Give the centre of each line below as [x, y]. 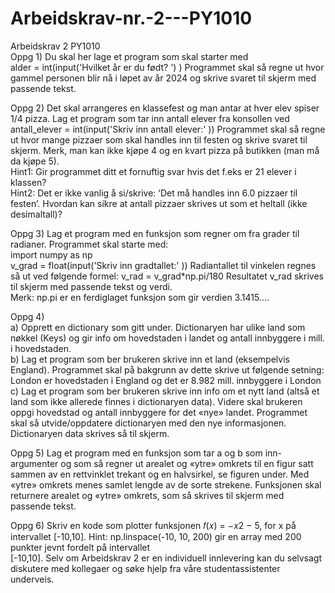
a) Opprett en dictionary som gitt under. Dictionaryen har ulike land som [158, 327]
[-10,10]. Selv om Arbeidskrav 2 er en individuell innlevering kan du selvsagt [166, 558]
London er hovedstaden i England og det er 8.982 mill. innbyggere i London [166, 380]
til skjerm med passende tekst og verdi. [91, 286]
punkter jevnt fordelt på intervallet [80, 547]
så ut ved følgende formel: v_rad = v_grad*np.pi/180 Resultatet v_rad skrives [167, 276]
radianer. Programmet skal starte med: [89, 244]
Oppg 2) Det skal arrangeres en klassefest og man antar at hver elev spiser [165, 108]
